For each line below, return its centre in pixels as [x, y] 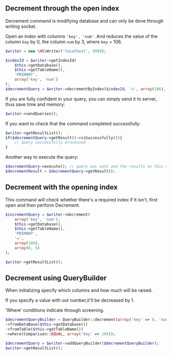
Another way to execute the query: [42, 157]
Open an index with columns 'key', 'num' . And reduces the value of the [81, 36]
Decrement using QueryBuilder [56, 278]
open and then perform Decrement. [43, 205]
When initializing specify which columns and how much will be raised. [79, 290]
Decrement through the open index [62, 8]
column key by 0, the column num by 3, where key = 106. [64, 42]
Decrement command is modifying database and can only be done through [84, 21]
